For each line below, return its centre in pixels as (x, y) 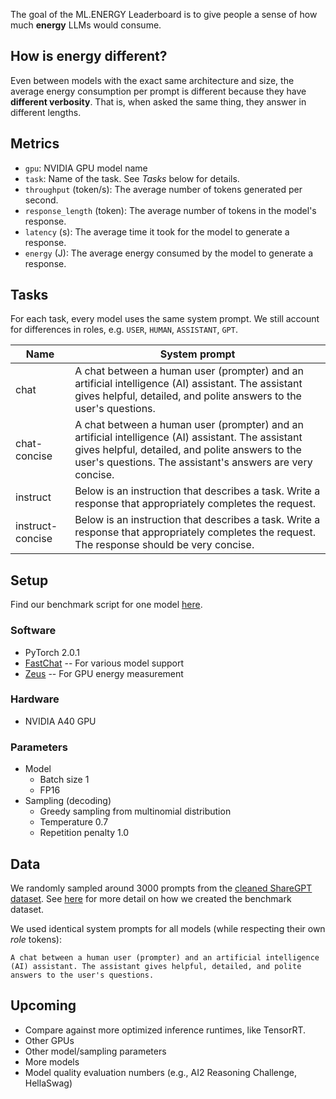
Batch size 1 (64, 780)
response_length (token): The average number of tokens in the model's (170, 210)
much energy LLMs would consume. (86, 25)
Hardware (35, 699)
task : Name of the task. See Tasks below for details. (132, 178)
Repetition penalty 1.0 (84, 833)
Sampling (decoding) (68, 801)
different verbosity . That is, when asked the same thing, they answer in (158, 101)
